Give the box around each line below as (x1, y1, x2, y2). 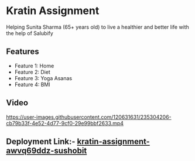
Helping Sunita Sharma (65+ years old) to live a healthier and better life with (6, 23, 189, 30)
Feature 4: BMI (14, 81, 51, 88)
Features (6, 47, 39, 57)
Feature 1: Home (14, 62, 54, 69)
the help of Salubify (6, 29, 54, 36)
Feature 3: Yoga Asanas (14, 74, 72, 81)
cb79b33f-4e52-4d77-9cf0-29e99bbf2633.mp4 (6, 119, 124, 126)
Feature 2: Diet (14, 68, 51, 76)
